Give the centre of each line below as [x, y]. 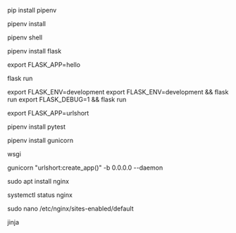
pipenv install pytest [36, 127]
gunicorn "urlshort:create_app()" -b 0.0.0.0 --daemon [85, 168]
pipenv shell [25, 37]
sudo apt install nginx [38, 181]
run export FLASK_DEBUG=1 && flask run [67, 99]
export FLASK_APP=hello [44, 65]
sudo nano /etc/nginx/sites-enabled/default [70, 208]
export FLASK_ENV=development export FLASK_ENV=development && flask [118, 92]
